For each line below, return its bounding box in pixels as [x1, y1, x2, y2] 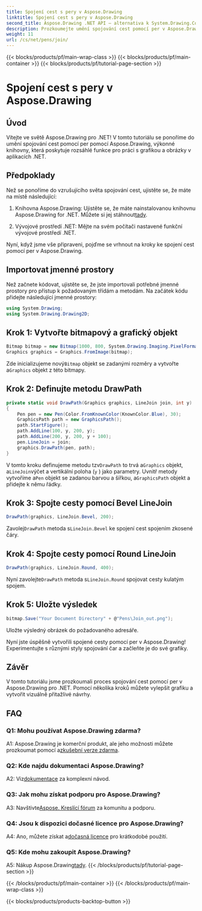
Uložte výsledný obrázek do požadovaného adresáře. [6, 626, 139, 633]
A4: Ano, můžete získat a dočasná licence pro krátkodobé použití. [6, 833, 168, 840]
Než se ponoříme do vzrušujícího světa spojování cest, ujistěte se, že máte [6, 186, 191, 194]
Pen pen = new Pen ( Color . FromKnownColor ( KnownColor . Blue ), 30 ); [17, 411, 182, 417]
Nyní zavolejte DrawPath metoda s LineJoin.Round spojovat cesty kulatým [6, 576, 184, 583]
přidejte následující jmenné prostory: [6, 293, 97, 300]
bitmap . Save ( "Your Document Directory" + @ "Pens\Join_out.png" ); [6, 615, 173, 621]
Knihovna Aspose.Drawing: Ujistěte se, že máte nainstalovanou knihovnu [14, 205, 196, 212]
